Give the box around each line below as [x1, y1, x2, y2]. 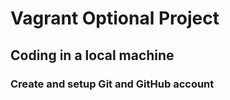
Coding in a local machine [10, 47, 175, 64]
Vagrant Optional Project [10, 7, 220, 30]
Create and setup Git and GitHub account [10, 77, 215, 91]
